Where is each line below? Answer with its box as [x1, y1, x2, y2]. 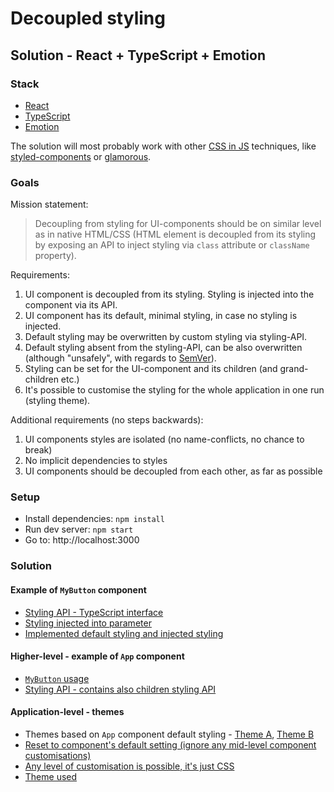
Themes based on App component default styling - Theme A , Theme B [24, 728, 315, 740]
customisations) [24, 750, 92, 761]
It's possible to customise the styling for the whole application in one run [24, 384, 325, 396]
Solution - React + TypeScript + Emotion [10, 47, 266, 64]
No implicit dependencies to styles [24, 455, 168, 467]
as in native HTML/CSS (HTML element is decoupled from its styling [34, 228, 317, 241]
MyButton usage [24, 672, 90, 684]
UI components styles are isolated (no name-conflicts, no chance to [24, 433, 305, 446]
